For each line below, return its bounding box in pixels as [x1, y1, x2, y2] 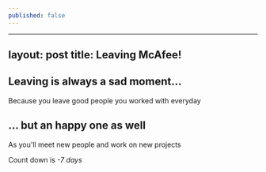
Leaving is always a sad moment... [8, 75, 182, 88]
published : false [8, 11, 66, 20]
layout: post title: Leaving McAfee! [8, 48, 182, 62]
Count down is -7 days [8, 155, 83, 164]
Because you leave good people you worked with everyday [8, 95, 202, 105]
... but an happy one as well [8, 119, 146, 133]
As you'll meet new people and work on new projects [8, 140, 181, 149]
